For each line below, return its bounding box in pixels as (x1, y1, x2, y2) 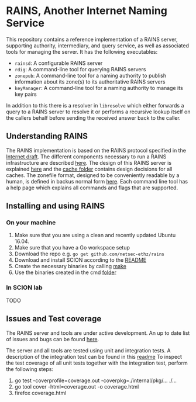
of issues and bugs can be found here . (6, 335, 99, 342)
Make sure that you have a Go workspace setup (14, 244, 130, 251)
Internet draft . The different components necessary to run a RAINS (6, 153, 167, 160)
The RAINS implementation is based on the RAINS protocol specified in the (6, 147, 186, 154)
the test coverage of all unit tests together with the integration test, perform (6, 359, 188, 366)
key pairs (14, 91, 37, 98)
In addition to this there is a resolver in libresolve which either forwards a (6, 102, 184, 109)
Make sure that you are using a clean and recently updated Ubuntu (14, 232, 176, 239)
